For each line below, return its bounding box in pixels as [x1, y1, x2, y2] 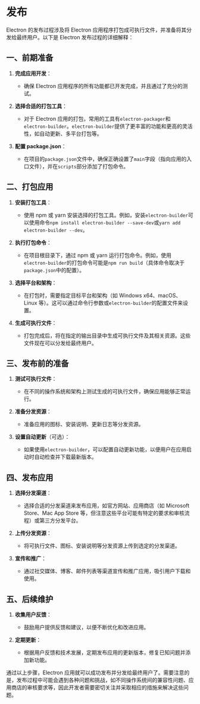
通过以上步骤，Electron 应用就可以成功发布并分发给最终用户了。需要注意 [6, 669, 185, 676]
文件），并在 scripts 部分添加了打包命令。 [29, 162, 129, 170]
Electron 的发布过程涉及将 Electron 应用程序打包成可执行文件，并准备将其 [6, 26, 187, 33]
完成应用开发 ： [14, 70, 52, 77]
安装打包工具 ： [14, 199, 52, 206]
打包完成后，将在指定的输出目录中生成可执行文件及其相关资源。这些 [23, 331, 191, 339]
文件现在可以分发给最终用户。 [23, 339, 97, 346]
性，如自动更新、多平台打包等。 [23, 130, 102, 137]
